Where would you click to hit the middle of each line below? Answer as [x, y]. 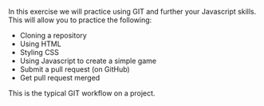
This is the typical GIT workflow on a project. [82, 93]
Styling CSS [39, 52]
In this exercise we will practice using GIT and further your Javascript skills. [132, 12]
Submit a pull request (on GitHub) [75, 69]
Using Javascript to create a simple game [88, 61]
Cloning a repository [53, 35]
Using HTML [40, 44]
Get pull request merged [60, 78]
